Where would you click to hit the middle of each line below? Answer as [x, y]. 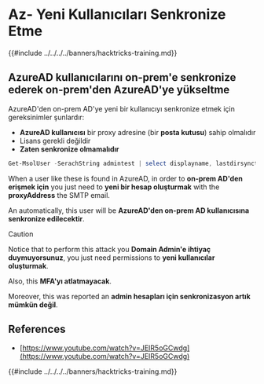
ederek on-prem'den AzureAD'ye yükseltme [119, 90]
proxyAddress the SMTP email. [59, 195]
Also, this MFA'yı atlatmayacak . [60, 281]
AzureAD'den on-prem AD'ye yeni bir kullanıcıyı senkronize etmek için [122, 108]
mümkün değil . [33, 305]
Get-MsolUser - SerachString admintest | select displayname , [110, 163]
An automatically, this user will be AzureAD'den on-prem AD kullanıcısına [129, 210]
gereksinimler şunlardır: [46, 117]
